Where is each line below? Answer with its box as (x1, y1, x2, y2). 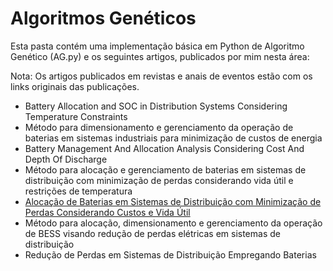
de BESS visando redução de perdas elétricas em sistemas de (24, 227, 281, 239)
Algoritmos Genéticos (10, 7, 197, 30)
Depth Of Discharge (24, 153, 108, 165)
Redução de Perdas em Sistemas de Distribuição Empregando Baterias (24, 248, 317, 261)
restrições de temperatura (24, 185, 133, 197)
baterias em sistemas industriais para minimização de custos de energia (24, 132, 323, 144)
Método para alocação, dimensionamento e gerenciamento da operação (24, 217, 323, 229)
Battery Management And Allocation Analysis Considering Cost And (24, 142, 305, 154)
